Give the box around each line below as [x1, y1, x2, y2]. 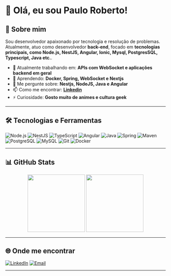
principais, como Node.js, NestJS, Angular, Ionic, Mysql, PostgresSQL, [5, 49, 158, 55]
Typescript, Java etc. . [5, 55, 52, 61]
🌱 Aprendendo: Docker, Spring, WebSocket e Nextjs [12, 76, 124, 81]
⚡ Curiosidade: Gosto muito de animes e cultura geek [12, 94, 127, 100]
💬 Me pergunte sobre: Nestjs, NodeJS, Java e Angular [12, 81, 128, 87]
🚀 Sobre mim [5, 25, 47, 34]
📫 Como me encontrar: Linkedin [12, 87, 82, 92]
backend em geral [12, 70, 52, 76]
